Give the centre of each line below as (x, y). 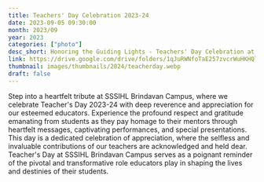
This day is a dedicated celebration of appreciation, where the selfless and (129, 137)
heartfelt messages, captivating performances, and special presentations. (128, 129)
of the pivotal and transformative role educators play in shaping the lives (125, 162)
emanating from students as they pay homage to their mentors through (123, 121)
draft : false (29, 74)
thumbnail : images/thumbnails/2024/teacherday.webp (94, 67)
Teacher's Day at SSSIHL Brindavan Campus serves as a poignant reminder (130, 155)
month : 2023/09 (33, 30)
